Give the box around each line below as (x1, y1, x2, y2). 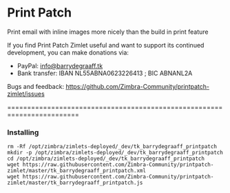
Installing (7, 128, 39, 137)
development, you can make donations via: (7, 48, 129, 57)
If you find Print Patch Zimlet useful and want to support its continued (7, 41, 205, 49)
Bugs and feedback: (7, 82, 64, 90)
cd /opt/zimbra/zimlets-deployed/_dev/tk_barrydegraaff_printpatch (7, 155, 205, 163)
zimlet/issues (7, 90, 45, 98)
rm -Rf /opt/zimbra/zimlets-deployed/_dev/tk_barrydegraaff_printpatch (7, 143, 217, 150)
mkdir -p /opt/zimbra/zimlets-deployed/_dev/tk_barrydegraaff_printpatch (7, 150, 224, 156)
